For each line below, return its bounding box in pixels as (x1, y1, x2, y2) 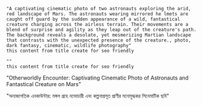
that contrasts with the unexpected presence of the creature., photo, (6, 37, 191, 43)
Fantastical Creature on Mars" (6, 81, 81, 87)
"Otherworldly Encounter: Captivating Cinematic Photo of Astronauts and (6, 74, 189, 81)
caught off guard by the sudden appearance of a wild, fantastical (6, 16, 181, 22)
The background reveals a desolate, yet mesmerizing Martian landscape (6, 32, 191, 38)
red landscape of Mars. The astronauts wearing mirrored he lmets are (6, 11, 189, 17)
